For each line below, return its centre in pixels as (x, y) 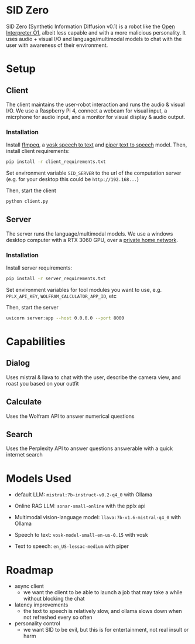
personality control (37, 623)
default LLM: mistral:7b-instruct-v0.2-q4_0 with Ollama (83, 495)
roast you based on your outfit (42, 383)
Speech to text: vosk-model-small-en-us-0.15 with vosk (81, 535)
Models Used (39, 478)
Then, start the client (31, 190)
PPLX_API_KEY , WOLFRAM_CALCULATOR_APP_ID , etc (61, 296)
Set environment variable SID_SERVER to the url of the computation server (94, 173)
